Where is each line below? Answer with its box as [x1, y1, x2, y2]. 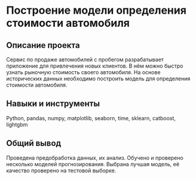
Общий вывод [6, 138, 62, 148]
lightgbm [6, 121, 28, 128]
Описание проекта [6, 40, 80, 50]
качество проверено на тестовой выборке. [6, 167, 117, 174]
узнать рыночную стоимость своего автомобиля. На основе [6, 69, 161, 75]
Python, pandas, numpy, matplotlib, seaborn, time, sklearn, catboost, [6, 114, 176, 121]
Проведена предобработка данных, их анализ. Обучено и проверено [6, 154, 183, 161]
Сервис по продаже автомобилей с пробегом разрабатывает [6, 56, 164, 63]
